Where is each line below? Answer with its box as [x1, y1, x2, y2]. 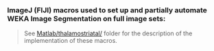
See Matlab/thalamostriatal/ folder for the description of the [23, 29, 193, 37]
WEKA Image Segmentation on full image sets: [7, 14, 166, 23]
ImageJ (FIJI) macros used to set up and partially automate [7, 5, 207, 15]
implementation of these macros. [23, 37, 118, 45]
